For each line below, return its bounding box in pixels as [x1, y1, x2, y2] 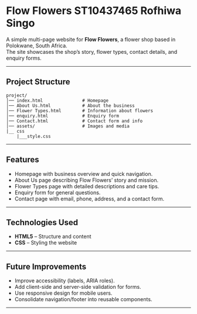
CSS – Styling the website [14, 239, 77, 246]
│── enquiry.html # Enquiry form [6, 113, 119, 119]
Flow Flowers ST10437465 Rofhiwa [6, 4, 182, 18]
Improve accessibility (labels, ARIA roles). [14, 277, 116, 284]
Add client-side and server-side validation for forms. [14, 284, 142, 291]
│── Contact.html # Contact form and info [6, 118, 143, 124]
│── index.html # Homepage [6, 98, 109, 103]
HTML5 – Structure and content [14, 233, 92, 240]
